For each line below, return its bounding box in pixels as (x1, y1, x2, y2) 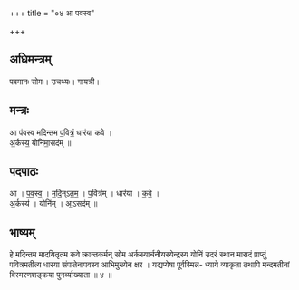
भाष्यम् (9, 225, 35, 240)
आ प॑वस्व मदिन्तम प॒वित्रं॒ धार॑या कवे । (9, 127, 113, 138)
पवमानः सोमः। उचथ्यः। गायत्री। (9, 76, 101, 87)
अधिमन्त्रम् (9, 52, 52, 67)
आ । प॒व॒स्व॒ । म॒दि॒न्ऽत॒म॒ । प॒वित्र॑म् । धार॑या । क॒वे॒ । (9, 188, 160, 198)
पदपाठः (9, 164, 39, 179)
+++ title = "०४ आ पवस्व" (9, 8, 95, 18)
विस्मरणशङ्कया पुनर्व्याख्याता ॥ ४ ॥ (9, 269, 112, 280)
